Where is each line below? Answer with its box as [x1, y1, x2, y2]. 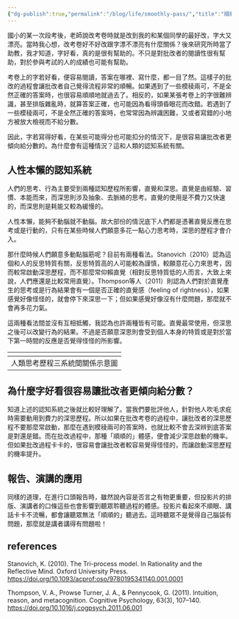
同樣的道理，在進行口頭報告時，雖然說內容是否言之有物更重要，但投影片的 [7, 493, 225, 501]
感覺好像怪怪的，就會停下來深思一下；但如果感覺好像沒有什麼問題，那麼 [7, 295, 219, 303]
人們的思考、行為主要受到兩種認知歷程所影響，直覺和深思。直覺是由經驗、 [7, 184, 225, 193]
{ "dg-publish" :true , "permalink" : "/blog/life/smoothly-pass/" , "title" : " [7, 10, 224, 18]
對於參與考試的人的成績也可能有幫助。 [19, 58, 132, 66]
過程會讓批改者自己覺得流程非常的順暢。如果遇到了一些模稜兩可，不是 [19, 81, 225, 90]
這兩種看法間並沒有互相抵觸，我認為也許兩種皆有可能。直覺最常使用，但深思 [7, 318, 232, 328]
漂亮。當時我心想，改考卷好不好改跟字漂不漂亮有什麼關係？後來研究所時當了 [7, 40, 232, 48]
